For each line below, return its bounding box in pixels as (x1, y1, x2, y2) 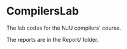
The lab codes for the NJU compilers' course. (6, 24, 122, 31)
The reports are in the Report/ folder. (6, 36, 99, 43)
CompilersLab (6, 4, 79, 18)
